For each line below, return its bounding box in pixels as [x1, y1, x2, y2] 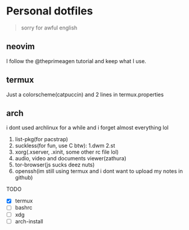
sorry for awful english [20, 24, 78, 31]
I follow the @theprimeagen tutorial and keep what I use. [6, 57, 146, 64]
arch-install [14, 217, 43, 225]
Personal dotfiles [6, 4, 93, 18]
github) [14, 174, 33, 181]
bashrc [14, 204, 33, 211]
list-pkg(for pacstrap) [14, 136, 68, 143]
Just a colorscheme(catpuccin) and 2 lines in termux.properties [6, 91, 164, 98]
